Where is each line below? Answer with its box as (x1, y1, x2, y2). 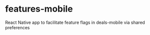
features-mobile (5, 3, 73, 15)
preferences (5, 24, 30, 30)
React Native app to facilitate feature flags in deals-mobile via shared (5, 19, 145, 25)
